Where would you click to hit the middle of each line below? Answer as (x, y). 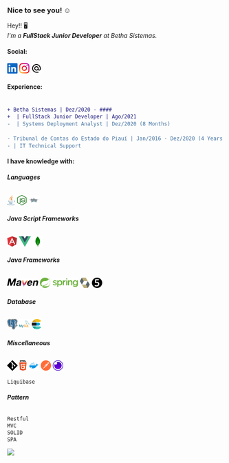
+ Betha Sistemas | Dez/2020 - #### (59, 110)
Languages (24, 177)
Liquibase (21, 382)
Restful (18, 419)
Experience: (25, 87)
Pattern (18, 398)
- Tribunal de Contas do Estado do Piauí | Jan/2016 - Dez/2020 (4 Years (115, 139)
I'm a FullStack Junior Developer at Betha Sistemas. (82, 36)
